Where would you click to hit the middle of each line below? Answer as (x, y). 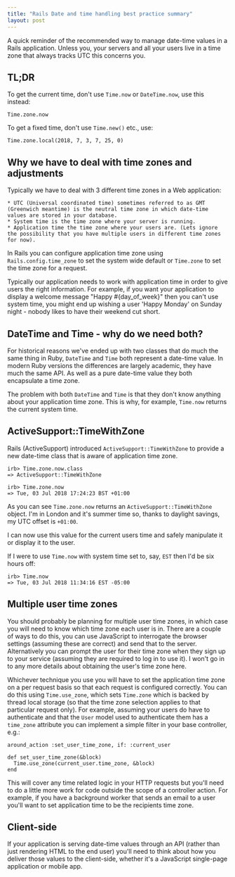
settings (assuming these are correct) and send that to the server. (102, 643)
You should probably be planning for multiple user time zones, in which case (118, 621)
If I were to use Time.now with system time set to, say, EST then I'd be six (111, 556)
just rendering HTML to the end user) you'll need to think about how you (112, 852)
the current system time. (43, 409)
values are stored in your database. (62, 215)
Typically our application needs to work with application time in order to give (117, 282)
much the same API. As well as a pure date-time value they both (100, 373)
